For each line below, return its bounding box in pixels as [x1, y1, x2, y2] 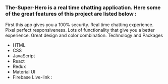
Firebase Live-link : [12, 74, 52, 80]
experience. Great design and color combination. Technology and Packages [5, 32, 163, 39]
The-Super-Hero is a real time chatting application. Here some [5, 4, 161, 11]
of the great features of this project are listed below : [5, 10, 137, 17]
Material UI [12, 69, 36, 75]
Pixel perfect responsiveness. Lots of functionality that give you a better [5, 27, 155, 33]
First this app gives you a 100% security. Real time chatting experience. [5, 22, 154, 28]
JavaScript [12, 53, 35, 59]
